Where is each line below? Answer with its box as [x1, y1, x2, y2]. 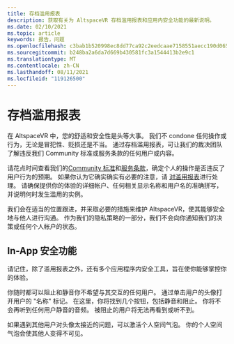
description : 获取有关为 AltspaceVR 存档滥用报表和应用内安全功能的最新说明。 [7, 17, 215, 24]
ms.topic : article [7, 29, 61, 37]
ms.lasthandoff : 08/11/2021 [7, 68, 89, 75]
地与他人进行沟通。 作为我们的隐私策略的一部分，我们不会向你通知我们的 [7, 214, 217, 222]
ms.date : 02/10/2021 [7, 23, 68, 30]
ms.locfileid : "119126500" [7, 75, 86, 82]
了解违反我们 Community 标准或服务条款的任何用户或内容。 [7, 149, 178, 158]
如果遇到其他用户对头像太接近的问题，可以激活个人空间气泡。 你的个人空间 [7, 320, 223, 329]
